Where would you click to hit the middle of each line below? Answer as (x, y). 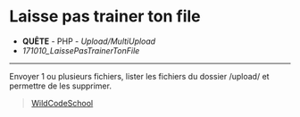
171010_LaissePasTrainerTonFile (81, 50)
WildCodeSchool (62, 103)
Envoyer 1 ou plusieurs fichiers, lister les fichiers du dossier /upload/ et (139, 76)
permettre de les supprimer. (60, 86)
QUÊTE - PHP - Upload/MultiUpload (89, 41)
